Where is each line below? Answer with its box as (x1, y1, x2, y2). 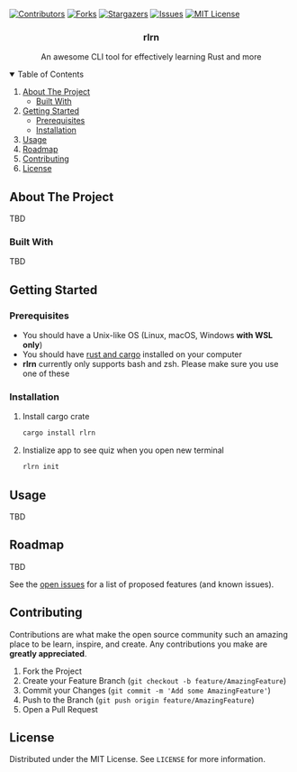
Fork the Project (22, 666, 83, 676)
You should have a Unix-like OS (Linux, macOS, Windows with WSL (22, 330, 273, 341)
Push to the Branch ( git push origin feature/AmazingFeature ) (22, 694, 255, 705)
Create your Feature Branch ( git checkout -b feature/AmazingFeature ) (22, 675, 287, 685)
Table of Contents (17, 69, 84, 80)
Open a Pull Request (22, 703, 99, 714)
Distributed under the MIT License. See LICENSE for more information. (9, 754, 265, 765)
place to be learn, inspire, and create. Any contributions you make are (9, 639, 268, 649)
